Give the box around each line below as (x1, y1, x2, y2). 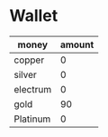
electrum (13, 83, 52, 95)
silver (13, 68, 38, 81)
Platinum (13, 113, 51, 125)
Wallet (9, 5, 58, 26)
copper (13, 54, 45, 66)
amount (59, 38, 94, 51)
